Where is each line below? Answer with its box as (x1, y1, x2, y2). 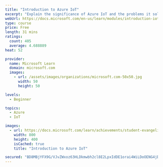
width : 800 (14, 132, 36, 137)
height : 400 (14, 137, 38, 142)
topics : (5, 105, 21, 111)
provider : (5, 56, 25, 61)
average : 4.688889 (9, 43, 47, 48)
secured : (5, 155, 23, 160)
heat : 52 (5, 48, 23, 52)
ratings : (5, 34, 23, 39)
